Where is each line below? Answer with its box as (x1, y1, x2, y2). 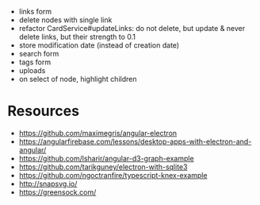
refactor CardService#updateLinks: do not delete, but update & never (18, 24, 246, 33)
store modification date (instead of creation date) (18, 41, 180, 50)
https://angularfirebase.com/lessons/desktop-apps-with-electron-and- (18, 137, 252, 146)
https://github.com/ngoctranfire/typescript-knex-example (18, 170, 208, 180)
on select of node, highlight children (18, 75, 137, 83)
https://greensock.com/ (18, 187, 97, 197)
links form (18, 7, 52, 16)
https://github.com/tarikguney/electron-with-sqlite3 (18, 162, 188, 172)
